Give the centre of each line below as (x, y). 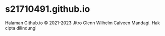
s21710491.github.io (48, 9)
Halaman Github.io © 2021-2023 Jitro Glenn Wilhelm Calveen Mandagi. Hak (82, 23)
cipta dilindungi (21, 28)
